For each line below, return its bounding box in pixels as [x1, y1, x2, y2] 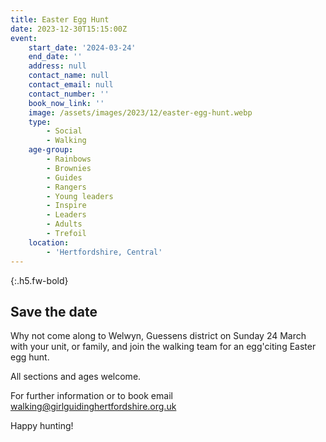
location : [28, 237, 70, 248]
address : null [28, 61, 87, 71]
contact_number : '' [28, 89, 110, 99]
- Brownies [46, 163, 92, 173]
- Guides [46, 172, 83, 183]
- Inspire [46, 201, 87, 211]
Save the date [10, 303, 98, 320]
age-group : [28, 145, 74, 155]
